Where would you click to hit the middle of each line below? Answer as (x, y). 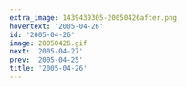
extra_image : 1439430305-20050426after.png (93, 18)
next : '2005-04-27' (46, 52)
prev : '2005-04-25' (46, 60)
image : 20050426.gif (49, 43)
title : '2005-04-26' (49, 69)
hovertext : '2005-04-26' (57, 26)
